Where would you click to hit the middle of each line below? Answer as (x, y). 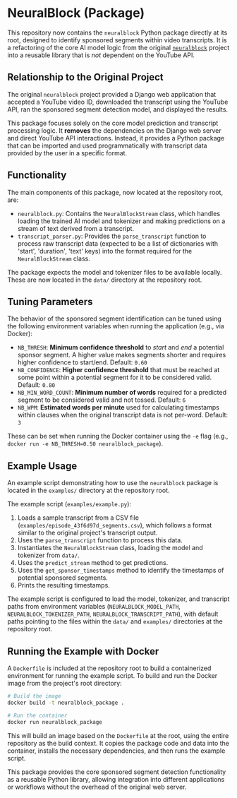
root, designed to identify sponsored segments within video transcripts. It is (117, 40)
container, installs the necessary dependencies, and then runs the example (116, 751)
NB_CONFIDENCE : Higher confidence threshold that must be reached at (119, 370)
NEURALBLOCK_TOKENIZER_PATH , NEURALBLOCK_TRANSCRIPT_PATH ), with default (113, 614)
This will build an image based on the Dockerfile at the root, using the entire (118, 735)
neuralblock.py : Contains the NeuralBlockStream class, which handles (119, 213)
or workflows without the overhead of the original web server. (97, 787)
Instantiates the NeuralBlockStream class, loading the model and (110, 548)
